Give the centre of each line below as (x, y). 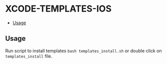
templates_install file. (29, 56)
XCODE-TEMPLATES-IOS (58, 9)
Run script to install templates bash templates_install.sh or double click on (83, 50)
